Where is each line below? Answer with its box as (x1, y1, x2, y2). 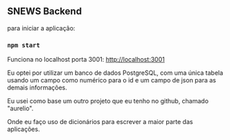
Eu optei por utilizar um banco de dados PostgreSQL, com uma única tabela (7, 69, 224, 77)
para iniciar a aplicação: (7, 24, 76, 32)
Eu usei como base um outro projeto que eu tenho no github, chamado (7, 97, 209, 105)
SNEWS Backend (7, 6, 82, 17)
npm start (7, 41, 40, 49)
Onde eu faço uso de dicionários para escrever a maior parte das (7, 118, 193, 126)
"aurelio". (7, 104, 34, 113)
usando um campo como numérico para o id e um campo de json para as (7, 76, 217, 85)
